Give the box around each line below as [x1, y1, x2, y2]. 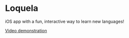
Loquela [5, 3, 38, 14]
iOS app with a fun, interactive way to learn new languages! [5, 19, 125, 24]
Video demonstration [5, 28, 47, 33]
